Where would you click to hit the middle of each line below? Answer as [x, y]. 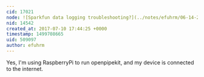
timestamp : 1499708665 [35, 34]
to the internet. [25, 69]
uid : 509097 [21, 40]
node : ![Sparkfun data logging [46, 17]
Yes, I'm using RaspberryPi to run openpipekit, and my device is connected [100, 62]
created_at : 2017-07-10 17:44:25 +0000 [57, 29]
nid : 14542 [20, 23]
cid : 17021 [20, 12]
